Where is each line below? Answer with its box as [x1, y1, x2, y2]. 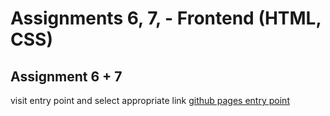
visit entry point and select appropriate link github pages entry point [10, 95, 290, 106]
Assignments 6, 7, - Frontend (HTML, [10, 7, 322, 30]
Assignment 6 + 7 [10, 68, 123, 85]
